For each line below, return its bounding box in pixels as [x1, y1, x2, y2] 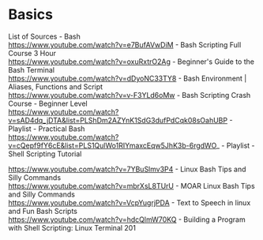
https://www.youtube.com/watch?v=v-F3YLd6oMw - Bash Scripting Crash [8, 90, 251, 99]
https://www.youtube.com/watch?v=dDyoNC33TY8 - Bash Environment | [8, 73, 247, 83]
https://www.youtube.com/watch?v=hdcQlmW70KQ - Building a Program [8, 215, 246, 224]
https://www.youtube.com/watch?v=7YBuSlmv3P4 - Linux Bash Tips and [8, 164, 246, 174]
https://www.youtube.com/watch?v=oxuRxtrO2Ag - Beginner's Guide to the [8, 57, 255, 66]
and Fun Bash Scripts [8, 206, 77, 216]
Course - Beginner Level [8, 99, 88, 108]
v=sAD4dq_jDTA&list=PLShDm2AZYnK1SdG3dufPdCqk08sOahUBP [8, 115, 227, 125]
